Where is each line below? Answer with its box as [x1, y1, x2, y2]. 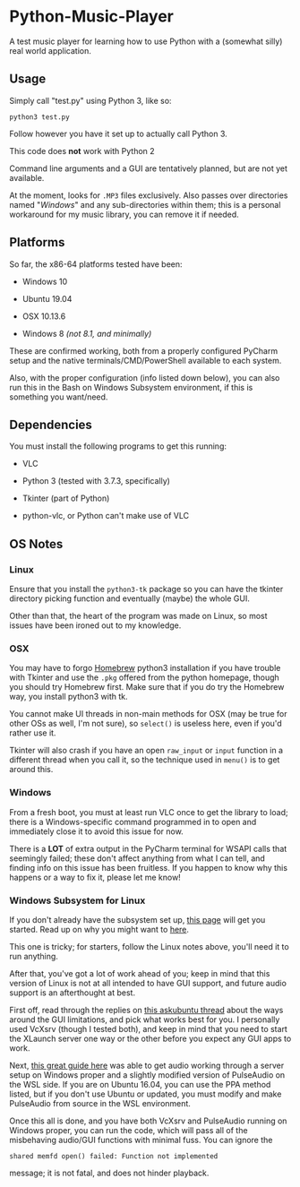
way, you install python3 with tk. [9, 692, 128, 702]
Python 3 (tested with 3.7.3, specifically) [21, 476, 170, 486]
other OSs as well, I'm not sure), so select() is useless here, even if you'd [9, 718, 282, 729]
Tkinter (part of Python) [21, 493, 110, 503]
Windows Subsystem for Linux [9, 894, 146, 907]
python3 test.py [9, 112, 70, 122]
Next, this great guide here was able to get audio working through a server [9, 1060, 285, 1071]
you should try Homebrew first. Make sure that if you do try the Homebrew [9, 682, 285, 692]
